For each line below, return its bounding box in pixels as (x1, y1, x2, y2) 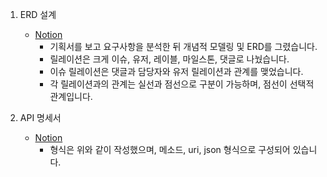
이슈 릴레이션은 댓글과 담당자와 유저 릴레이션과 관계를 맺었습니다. (49, 66, 304, 77)
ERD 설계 (19, 9, 57, 20)
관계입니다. (49, 91, 93, 102)
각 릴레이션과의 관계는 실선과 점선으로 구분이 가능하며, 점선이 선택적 (49, 78, 315, 90)
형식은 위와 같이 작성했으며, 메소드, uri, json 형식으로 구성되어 (49, 144, 291, 155)
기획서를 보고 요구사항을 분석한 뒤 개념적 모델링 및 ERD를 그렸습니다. (49, 41, 318, 52)
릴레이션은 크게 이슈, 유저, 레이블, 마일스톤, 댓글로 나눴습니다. (49, 53, 290, 65)
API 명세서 (19, 112, 62, 123)
